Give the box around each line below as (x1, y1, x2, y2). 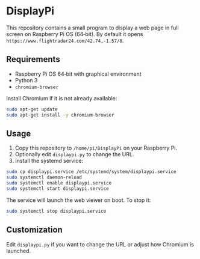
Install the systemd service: (14, 157, 83, 165)
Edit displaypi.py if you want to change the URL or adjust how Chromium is (6, 240, 194, 248)
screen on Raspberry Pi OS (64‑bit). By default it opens (6, 30, 143, 37)
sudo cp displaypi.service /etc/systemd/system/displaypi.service (6, 169, 177, 175)
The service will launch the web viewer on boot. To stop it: (6, 197, 151, 204)
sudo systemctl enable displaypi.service (6, 180, 112, 186)
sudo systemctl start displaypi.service (6, 185, 110, 192)
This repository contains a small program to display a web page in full (6, 24, 179, 31)
